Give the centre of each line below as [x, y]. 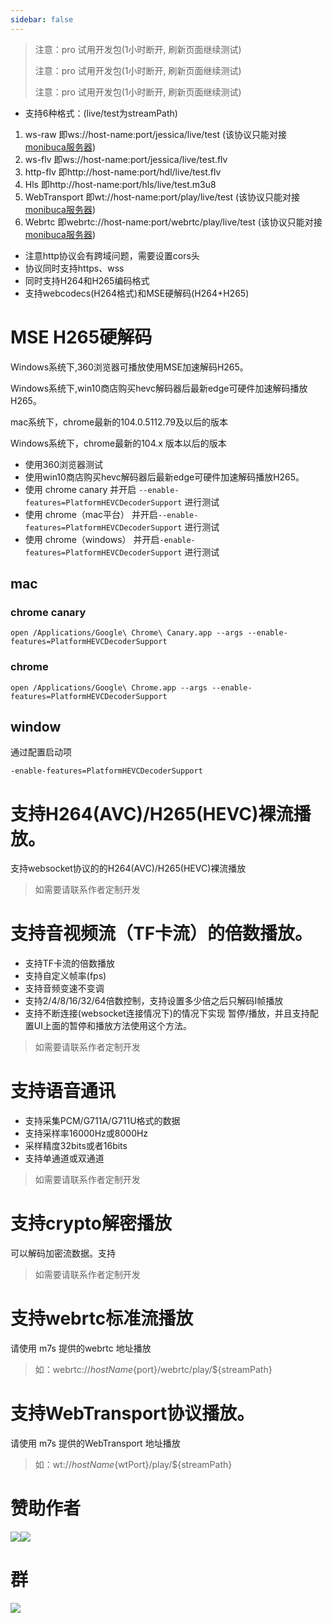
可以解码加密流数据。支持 [63, 1253]
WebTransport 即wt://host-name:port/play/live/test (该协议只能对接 [162, 197]
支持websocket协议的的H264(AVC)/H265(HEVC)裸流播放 [128, 868]
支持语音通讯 [63, 1091]
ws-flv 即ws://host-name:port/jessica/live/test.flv [126, 159]
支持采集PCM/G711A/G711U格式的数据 [102, 1121]
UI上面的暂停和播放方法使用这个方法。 [112, 1026]
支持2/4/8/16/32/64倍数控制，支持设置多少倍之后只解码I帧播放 [154, 1001]
